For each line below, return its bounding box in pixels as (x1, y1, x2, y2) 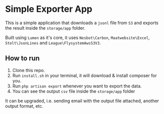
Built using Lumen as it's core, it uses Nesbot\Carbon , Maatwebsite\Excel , (5, 35, 150, 40)
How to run (5, 54, 40, 63)
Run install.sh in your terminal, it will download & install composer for (12, 73, 157, 78)
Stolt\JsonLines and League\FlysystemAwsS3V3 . (5, 39, 101, 45)
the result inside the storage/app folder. (5, 25, 86, 31)
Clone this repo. (12, 67, 45, 73)
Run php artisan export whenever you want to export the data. (12, 83, 142, 89)
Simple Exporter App (5, 3, 93, 15)
